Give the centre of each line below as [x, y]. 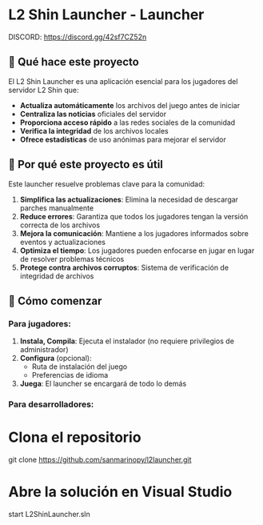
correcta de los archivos [60, 225]
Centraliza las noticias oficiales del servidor [93, 114]
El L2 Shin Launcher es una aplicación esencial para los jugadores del [123, 81]
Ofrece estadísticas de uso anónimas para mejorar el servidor [123, 139]
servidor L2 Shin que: [44, 90]
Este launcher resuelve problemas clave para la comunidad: [107, 184]
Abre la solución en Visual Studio [120, 492]
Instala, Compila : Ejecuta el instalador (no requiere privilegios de [127, 341]
